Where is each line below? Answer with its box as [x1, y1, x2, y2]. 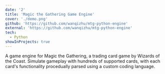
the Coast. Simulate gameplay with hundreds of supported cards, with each [5, 58, 161, 64]
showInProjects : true [5, 39, 50, 44]
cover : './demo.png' [5, 16, 48, 21]
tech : [5, 30, 16, 35]
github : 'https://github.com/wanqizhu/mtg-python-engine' [5, 21, 128, 26]
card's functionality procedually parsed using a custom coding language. [5, 63, 156, 69]
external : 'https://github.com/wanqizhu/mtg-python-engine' [5, 26, 133, 31]
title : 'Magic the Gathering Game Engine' [5, 12, 95, 17]
